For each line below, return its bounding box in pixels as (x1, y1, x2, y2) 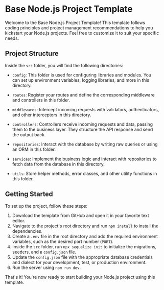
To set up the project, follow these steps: (5, 203, 88, 209)
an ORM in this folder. (12, 146, 56, 152)
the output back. (12, 131, 46, 138)
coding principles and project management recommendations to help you (5, 24, 153, 30)
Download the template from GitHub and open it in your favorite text (12, 212, 149, 218)
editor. (12, 217, 25, 223)
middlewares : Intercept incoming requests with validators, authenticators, (12, 106, 159, 112)
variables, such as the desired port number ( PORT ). (12, 239, 114, 244)
